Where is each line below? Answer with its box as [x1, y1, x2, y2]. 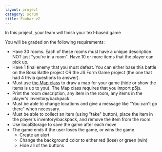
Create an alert [19, 132, 50, 138]
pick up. [12, 59, 29, 65]
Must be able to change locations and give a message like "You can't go [12, 101, 158, 107]
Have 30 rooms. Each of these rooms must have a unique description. [12, 49, 153, 54]
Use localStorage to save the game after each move [12, 122, 117, 127]
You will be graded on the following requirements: [5, 39, 105, 45]
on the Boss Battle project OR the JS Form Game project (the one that [12, 70, 152, 76]
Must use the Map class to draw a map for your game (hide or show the [12, 80, 156, 86]
